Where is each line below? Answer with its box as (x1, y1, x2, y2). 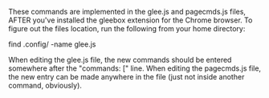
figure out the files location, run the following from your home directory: (8, 24, 246, 33)
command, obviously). (8, 80, 83, 90)
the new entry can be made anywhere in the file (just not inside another (8, 72, 245, 81)
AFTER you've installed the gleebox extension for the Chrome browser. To (8, 15, 253, 25)
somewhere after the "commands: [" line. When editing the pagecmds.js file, (8, 63, 262, 73)
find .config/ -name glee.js (8, 39, 96, 49)
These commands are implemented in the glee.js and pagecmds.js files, (8, 7, 247, 16)
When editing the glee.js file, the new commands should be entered (8, 55, 232, 64)
